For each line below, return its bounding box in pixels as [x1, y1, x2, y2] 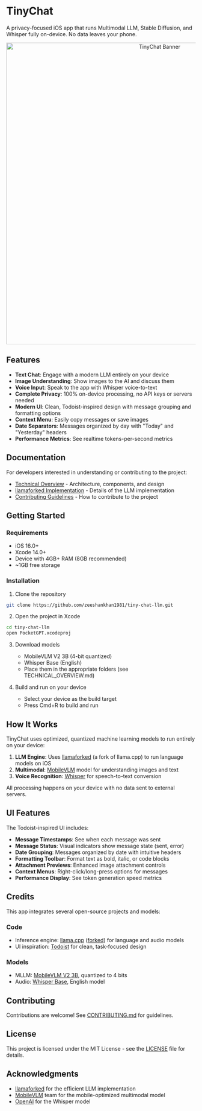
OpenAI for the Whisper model [14, 1098, 91, 1105]
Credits [6, 891, 35, 902]
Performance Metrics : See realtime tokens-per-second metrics [14, 435, 173, 442]
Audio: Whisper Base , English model [14, 978, 105, 986]
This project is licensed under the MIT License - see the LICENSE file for [6, 1045, 185, 1052]
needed [14, 396, 34, 404]
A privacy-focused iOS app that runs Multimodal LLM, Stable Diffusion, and [6, 24, 192, 31]
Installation [6, 577, 40, 585]
